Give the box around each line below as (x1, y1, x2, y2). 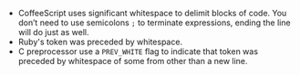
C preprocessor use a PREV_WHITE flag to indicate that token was (17, 46, 258, 57)
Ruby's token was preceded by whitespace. (17, 36, 183, 47)
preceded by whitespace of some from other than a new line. (17, 56, 248, 66)
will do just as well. (17, 27, 89, 37)
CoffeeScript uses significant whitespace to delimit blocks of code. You (17, 8, 287, 18)
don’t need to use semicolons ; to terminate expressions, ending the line (17, 17, 291, 28)
